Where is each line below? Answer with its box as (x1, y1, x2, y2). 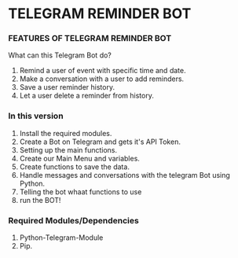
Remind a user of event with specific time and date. (19, 66, 186, 76)
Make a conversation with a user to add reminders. (19, 74, 185, 83)
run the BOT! (19, 195, 61, 205)
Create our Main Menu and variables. (19, 153, 140, 163)
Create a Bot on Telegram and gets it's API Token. (19, 137, 181, 146)
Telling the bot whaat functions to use (19, 186, 142, 197)
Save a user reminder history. (19, 83, 115, 92)
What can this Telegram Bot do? (8, 50, 112, 60)
